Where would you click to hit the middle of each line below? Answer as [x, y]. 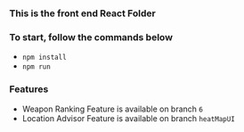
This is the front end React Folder [82, 13]
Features [29, 89]
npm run [36, 67]
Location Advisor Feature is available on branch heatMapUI [129, 118]
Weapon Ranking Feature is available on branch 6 [112, 109]
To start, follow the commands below [91, 37]
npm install [44, 58]
